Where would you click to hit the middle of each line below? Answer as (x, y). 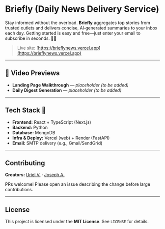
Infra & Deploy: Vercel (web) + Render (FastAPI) (61, 138)
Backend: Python (30, 127)
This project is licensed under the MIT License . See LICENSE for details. (77, 222)
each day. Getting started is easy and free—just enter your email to (73, 33)
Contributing (25, 163)
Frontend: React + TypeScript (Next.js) (52, 122)
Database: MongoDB (34, 132)
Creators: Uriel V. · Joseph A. (35, 175)
